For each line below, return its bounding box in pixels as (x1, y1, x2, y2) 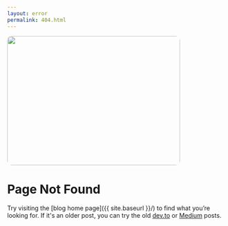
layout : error (7, 10, 48, 17)
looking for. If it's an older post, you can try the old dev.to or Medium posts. (7, 212, 222, 220)
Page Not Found (7, 181, 101, 197)
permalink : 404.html (7, 17, 67, 23)
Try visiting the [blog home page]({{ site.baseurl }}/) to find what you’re (7, 204, 211, 212)
